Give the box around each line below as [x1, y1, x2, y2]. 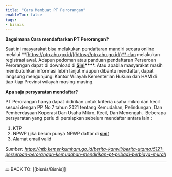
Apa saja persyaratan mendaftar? [5, 88, 78, 95]
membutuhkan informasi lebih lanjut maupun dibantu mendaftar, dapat [5, 68, 154, 74]
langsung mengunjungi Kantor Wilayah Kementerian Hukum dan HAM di [5, 73, 157, 80]
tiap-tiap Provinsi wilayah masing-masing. [5, 79, 94, 85]
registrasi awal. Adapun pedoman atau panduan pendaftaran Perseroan [5, 57, 156, 63]
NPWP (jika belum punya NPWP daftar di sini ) [12, 131, 110, 137]
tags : [5, 17, 17, 22]
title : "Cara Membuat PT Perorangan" [5, 7, 86, 13]
